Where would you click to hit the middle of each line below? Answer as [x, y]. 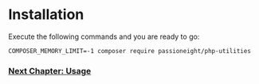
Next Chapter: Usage [50, 71]
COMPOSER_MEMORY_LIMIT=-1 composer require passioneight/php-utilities [129, 51]
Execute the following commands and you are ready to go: [104, 36]
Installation [46, 15]
